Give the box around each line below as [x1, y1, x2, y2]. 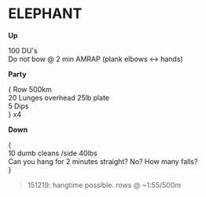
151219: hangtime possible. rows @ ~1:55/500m [27, 180, 182, 189]
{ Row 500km [8, 84, 53, 94]
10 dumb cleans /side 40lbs [8, 148, 97, 158]
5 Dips [8, 101, 29, 111]
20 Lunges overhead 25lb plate [8, 93, 110, 102]
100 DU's [8, 46, 38, 55]
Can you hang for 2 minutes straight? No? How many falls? [8, 156, 198, 166]
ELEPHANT [8, 5, 83, 23]
